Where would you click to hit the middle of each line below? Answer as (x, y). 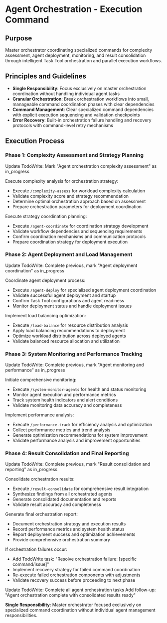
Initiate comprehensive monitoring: (41, 380)
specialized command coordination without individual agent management (80, 610)
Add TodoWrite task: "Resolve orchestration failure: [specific (75, 559)
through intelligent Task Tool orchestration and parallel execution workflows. (84, 61)
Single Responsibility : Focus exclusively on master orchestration (79, 88)
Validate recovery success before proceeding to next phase (74, 580)
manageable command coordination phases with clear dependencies (83, 104)
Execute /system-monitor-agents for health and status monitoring (79, 389)
